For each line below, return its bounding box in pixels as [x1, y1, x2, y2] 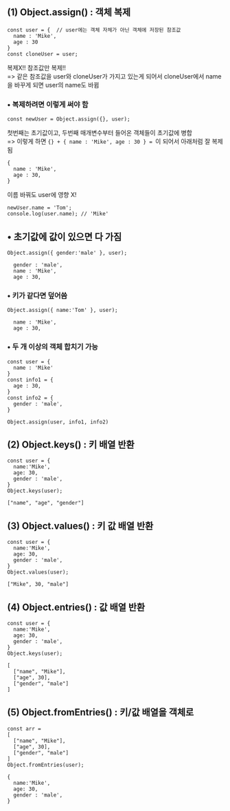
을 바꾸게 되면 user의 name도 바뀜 [7, 81, 100, 89]
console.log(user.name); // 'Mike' [7, 211, 109, 218]
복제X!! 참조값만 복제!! [7, 63, 67, 72]
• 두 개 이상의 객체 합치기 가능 [7, 342, 98, 352]
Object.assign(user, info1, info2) [7, 419, 109, 425]
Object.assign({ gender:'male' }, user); [7, 249, 128, 256]
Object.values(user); [7, 569, 69, 576]
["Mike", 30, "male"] [7, 581, 69, 588]
